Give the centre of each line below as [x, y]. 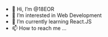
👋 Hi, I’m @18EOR [33, 9]
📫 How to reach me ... [39, 28]
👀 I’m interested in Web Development [57, 15]
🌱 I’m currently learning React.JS [52, 21]
